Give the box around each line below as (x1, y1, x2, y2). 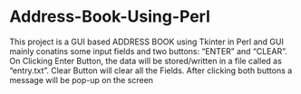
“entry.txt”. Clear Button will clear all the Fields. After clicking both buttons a (9, 65, 293, 76)
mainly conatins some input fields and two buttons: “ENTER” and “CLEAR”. (9, 45, 287, 56)
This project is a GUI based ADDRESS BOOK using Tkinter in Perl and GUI (9, 36, 284, 47)
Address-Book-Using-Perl (9, 6, 211, 27)
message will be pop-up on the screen (9, 74, 154, 85)
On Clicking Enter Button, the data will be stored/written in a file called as (9, 55, 283, 66)
